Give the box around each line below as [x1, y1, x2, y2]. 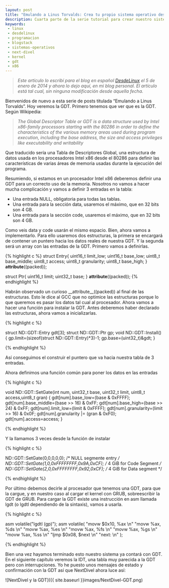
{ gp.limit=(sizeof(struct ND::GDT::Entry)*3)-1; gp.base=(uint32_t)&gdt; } [5, 335, 155, 341]
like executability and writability [17, 140, 84, 146]
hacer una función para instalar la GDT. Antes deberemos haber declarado [5, 305, 159, 311]
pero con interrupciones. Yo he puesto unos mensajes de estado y [5, 562, 143, 568]
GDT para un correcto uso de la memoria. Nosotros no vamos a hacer [5, 181, 150, 187]
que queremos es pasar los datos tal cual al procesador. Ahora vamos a [5, 300, 154, 306]
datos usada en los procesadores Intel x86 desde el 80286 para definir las [5, 155, 159, 161]
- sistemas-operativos [7, 45, 55, 50]
